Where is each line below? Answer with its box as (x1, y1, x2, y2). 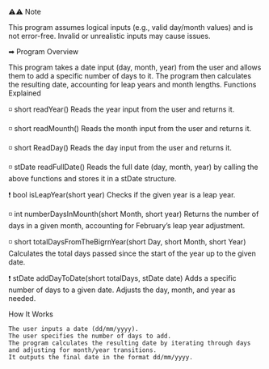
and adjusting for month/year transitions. (8, 346, 158, 354)
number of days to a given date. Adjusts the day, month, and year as (8, 285, 236, 295)
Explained (8, 88, 42, 98)
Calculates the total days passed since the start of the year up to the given (8, 248, 256, 258)
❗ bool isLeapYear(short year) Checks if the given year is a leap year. (8, 190, 236, 199)
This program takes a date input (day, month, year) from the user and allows (8, 62, 262, 72)
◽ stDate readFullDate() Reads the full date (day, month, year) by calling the (8, 162, 258, 172)
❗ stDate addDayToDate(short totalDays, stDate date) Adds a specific (8, 274, 237, 282)
